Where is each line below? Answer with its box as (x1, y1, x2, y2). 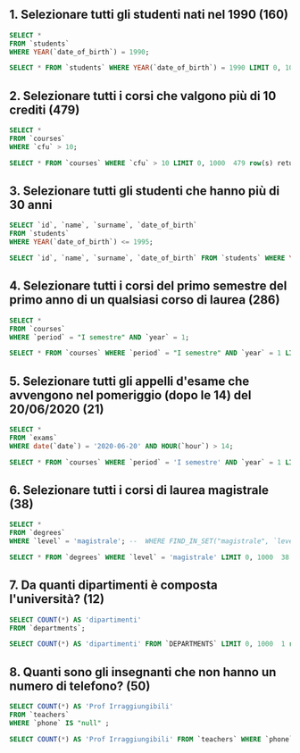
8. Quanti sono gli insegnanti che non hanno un (9, 665, 277, 680)
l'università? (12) (9, 591, 105, 607)
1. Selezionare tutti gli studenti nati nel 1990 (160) (9, 7, 288, 22)
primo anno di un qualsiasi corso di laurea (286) (9, 292, 280, 307)
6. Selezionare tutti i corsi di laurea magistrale (9, 482, 270, 498)
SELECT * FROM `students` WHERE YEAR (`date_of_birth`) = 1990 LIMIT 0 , (9, 63, 281, 72)
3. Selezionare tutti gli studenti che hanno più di (9, 183, 279, 199)
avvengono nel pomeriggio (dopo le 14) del (9, 388, 252, 403)
